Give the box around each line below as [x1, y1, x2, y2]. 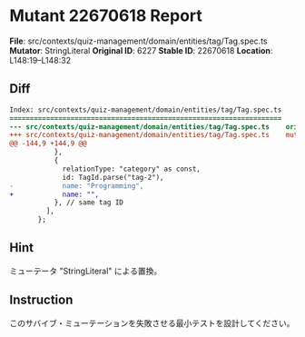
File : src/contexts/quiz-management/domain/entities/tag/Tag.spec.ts [9, 35, 268, 46]
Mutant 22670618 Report [9, 5, 202, 26]
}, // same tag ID [54, 198, 124, 207]
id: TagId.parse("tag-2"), [62, 173, 165, 182]
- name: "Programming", [9, 181, 144, 191]
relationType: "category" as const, [62, 164, 202, 173]
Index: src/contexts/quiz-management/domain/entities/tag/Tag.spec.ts [9, 105, 282, 114]
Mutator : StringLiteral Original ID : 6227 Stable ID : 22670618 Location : [9, 45, 273, 55]
